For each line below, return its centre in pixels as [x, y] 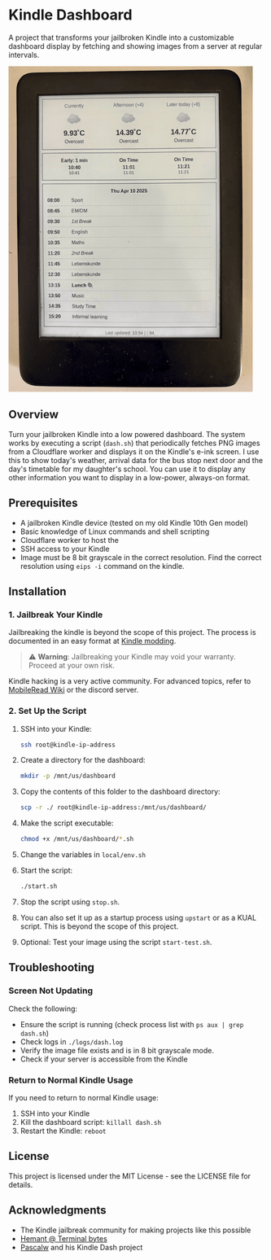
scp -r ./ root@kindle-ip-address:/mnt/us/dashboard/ [113, 807]
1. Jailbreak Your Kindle [56, 615]
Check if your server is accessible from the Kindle [104, 1059]
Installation [37, 591]
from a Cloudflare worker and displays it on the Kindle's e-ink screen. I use [134, 451]
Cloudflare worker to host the [70, 540]
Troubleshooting [52, 967]
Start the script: [46, 871]
